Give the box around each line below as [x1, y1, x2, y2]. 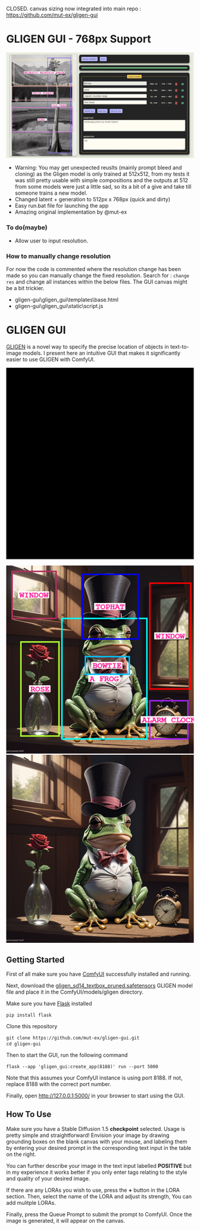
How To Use [6, 1109, 52, 1120]
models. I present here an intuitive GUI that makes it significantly [23, 349, 180, 356]
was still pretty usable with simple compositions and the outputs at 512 [14, 177, 189, 184]
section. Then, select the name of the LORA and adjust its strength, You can [6, 1192, 192, 1200]
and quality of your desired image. [6, 1174, 90, 1182]
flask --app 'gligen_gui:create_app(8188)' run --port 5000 [6, 1064, 159, 1070]
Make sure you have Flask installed [6, 1000, 92, 1007]
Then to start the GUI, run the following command [6, 1051, 128, 1059]
